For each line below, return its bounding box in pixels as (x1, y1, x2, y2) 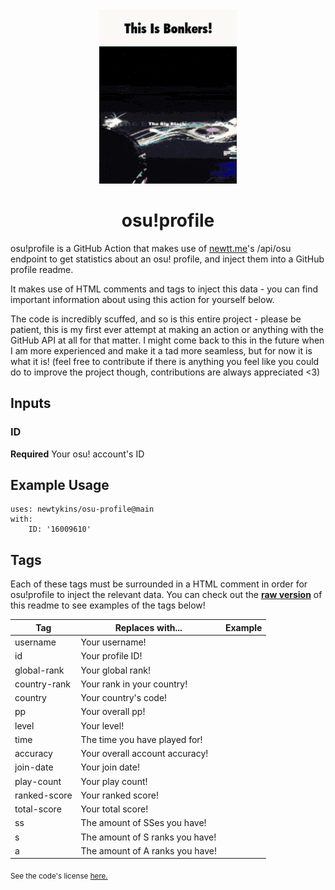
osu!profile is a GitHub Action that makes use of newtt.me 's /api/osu (10, 242, 292, 254)
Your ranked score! (80, 789, 159, 801)
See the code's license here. (10, 871, 108, 882)
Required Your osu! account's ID (10, 448, 145, 460)
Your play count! (80, 775, 148, 787)
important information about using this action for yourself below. (10, 293, 275, 305)
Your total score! (80, 803, 149, 815)
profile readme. (10, 263, 74, 275)
